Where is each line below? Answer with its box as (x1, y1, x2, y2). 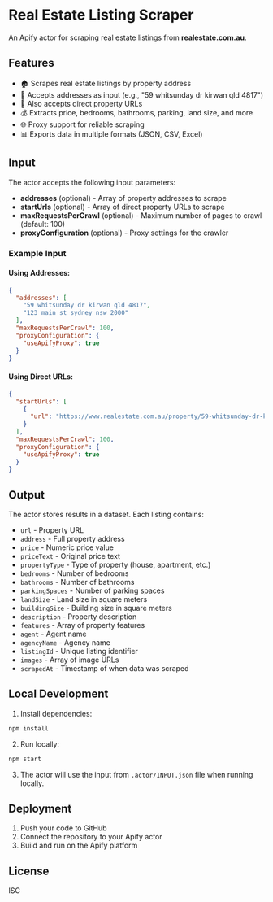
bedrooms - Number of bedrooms (19, 569, 129, 578)
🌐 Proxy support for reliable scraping (19, 120, 145, 129)
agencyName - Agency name (19, 638, 111, 647)
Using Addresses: (8, 268, 71, 278)
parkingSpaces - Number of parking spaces (19, 586, 165, 595)
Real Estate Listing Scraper (8, 6, 194, 24)
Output (8, 488, 45, 502)
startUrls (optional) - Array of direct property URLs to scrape (19, 202, 225, 211)
